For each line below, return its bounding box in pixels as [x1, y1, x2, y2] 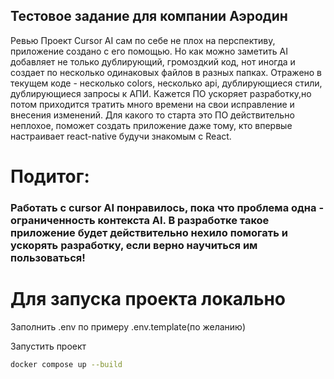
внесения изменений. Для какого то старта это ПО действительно [10, 109, 295, 121]
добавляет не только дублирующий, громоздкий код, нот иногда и [10, 55, 296, 68]
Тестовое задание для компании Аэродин [10, 8, 288, 25]
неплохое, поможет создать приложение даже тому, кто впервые [10, 119, 293, 131]
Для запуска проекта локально [10, 288, 286, 311]
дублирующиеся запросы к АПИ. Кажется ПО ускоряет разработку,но [10, 87, 312, 99]
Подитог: [10, 165, 90, 188]
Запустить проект [10, 340, 87, 352]
